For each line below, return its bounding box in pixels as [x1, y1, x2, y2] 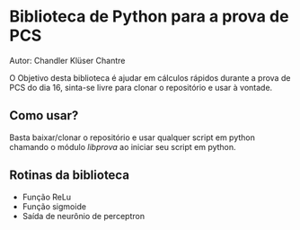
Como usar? [9, 108, 79, 123]
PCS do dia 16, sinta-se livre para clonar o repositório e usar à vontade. [9, 82, 273, 93]
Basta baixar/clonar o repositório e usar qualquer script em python [9, 132, 256, 143]
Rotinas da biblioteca [9, 168, 130, 183]
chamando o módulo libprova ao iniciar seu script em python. [9, 141, 236, 152]
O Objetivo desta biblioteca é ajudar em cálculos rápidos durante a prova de [9, 72, 291, 83]
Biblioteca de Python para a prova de [9, 6, 289, 27]
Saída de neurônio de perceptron [22, 210, 146, 221]
